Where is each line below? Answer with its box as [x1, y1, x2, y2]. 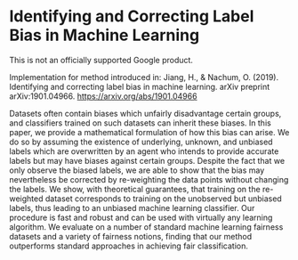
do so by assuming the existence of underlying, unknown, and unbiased [9, 136, 273, 147]
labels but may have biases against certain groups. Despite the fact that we [9, 155, 286, 166]
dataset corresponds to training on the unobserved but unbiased [44, 193, 282, 204]
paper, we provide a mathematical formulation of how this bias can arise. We [9, 126, 290, 137]
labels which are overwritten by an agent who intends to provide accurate [9, 145, 279, 157]
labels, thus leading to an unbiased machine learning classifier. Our [9, 202, 255, 213]
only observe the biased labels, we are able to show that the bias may [9, 165, 265, 175]
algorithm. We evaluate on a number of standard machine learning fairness [9, 221, 284, 232]
